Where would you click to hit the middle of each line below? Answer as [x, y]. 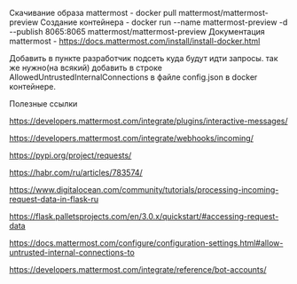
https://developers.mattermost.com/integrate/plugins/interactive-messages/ [148, 121]
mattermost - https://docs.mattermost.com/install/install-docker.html [135, 41]
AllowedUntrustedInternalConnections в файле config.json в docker [133, 77]
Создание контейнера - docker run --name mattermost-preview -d [164, 22]
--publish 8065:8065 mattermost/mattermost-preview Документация [137, 32]
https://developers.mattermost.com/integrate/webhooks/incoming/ [132, 138]
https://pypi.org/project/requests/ [70, 155]
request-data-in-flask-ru [54, 199]
